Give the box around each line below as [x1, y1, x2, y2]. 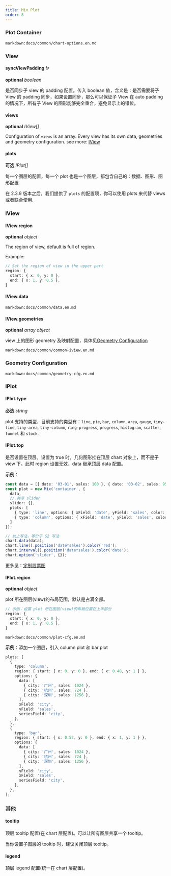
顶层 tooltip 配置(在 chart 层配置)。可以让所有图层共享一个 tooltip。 [5, 830, 146, 836]
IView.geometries [5, 315, 44, 322]
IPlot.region [5, 574, 31, 580]
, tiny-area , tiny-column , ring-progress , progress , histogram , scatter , [14, 424, 161, 430]
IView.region [5, 223, 33, 229]
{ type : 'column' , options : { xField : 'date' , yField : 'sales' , [14, 515, 154, 520]
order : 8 [5, 12, 24, 17]
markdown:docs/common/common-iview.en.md [5, 348, 95, 353]
